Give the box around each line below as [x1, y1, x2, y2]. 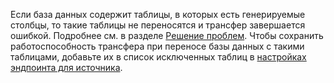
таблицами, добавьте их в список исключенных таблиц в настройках [10, 51, 307, 63]
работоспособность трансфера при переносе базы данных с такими [10, 40, 305, 52]
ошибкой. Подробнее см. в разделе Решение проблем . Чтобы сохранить [10, 30, 324, 41]
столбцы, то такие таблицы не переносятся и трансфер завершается [10, 19, 306, 31]
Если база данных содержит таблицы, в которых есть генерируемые [10, 9, 306, 20]
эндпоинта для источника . [10, 62, 123, 73]
